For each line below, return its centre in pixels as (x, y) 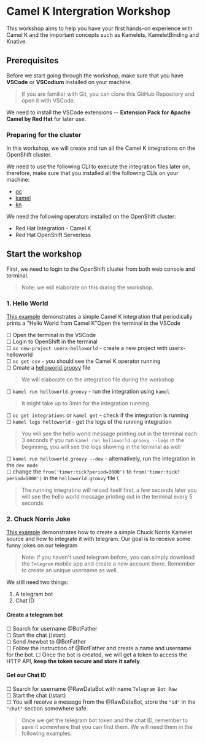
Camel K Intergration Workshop (88, 11)
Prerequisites (33, 60)
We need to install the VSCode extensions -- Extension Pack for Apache (99, 112)
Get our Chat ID (26, 675)
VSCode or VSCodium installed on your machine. (69, 82)
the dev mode (22, 465)
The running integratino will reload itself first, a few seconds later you (109, 490)
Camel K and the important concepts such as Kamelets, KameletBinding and (103, 34)
